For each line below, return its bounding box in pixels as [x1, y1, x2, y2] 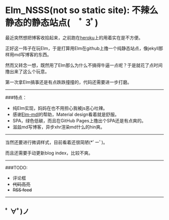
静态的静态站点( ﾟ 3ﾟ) [5, 17, 99, 29]
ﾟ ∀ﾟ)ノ [5, 207, 29, 216]
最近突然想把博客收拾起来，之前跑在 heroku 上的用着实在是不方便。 [5, 35, 143, 41]
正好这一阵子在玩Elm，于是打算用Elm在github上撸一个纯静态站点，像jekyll [5, 45, 159, 51]
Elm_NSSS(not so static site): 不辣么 [5, 5, 158, 16]
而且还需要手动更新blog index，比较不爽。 [5, 150, 93, 156]
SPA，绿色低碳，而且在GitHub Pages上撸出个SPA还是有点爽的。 [12, 117, 146, 123]
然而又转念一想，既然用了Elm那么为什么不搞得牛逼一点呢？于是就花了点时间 [5, 62, 163, 68]
